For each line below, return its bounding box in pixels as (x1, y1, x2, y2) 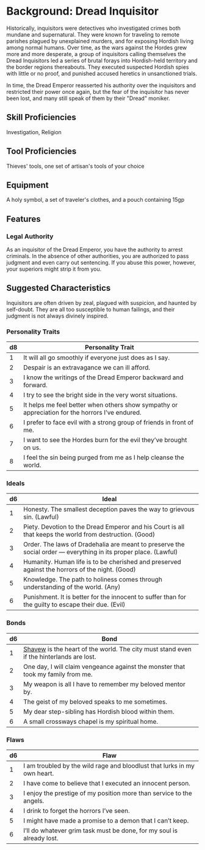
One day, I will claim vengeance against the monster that (23, 662, 185, 671)
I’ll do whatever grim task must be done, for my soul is (23, 826, 178, 835)
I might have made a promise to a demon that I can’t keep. (23, 816, 189, 825)
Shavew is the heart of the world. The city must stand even (23, 645, 192, 653)
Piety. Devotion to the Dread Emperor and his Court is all (23, 523, 185, 531)
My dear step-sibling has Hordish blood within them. (23, 707, 175, 716)
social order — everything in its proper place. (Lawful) (23, 548, 178, 556)
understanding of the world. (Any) (23, 583, 121, 591)
